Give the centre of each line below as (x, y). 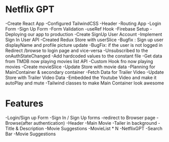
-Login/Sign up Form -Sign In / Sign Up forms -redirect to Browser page (80, 118)
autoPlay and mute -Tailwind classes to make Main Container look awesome (84, 83)
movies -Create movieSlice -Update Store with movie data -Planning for (80, 67)
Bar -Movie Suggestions (30, 134)
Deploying (16, 34)
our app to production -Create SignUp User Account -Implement (95, 34)
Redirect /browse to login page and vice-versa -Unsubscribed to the (77, 50)
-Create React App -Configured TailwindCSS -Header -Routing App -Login (83, 23)
